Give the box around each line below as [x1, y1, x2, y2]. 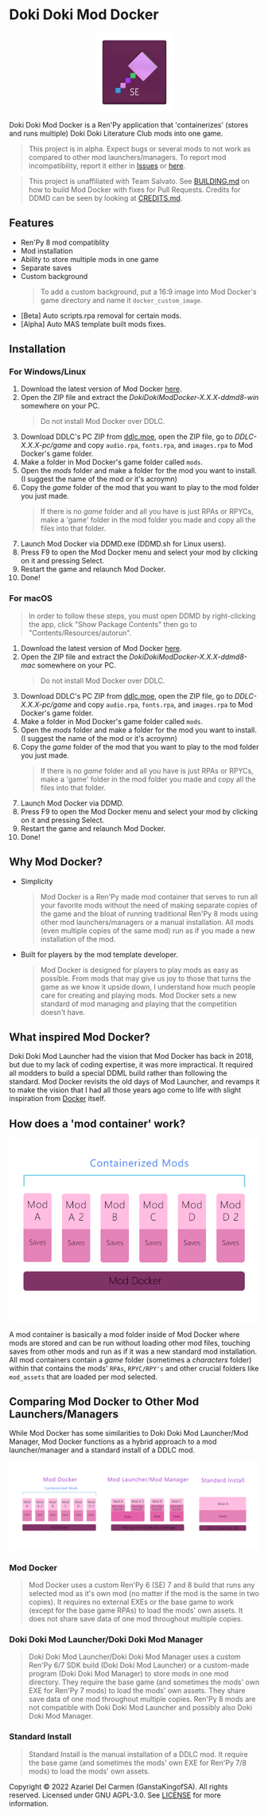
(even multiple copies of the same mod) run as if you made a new [40, 926, 255, 935]
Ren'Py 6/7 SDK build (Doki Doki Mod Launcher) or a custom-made [28, 1660, 250, 1670]
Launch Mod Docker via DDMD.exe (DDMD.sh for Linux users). [20, 539, 227, 549]
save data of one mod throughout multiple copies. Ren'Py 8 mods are [28, 1695, 256, 1704]
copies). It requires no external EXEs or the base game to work [28, 1597, 234, 1606]
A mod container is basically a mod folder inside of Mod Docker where [9, 1329, 240, 1339]
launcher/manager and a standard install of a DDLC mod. [9, 1445, 196, 1455]
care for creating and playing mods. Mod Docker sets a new [40, 990, 237, 1000]
